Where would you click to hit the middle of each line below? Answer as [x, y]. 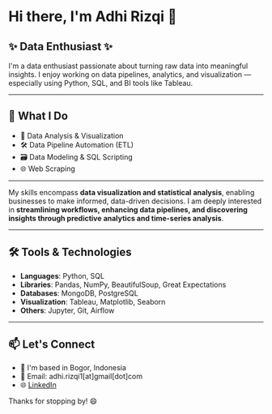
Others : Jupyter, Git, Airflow [67, 310]
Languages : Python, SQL [62, 275]
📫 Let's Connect [52, 345]
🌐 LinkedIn [38, 385]
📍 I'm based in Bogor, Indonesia [73, 368]
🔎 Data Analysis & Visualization [72, 135]
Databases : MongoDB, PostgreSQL [79, 293]
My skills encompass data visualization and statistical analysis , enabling [132, 192]
